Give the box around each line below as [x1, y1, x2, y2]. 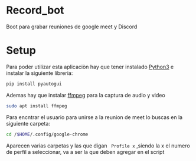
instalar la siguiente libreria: [6, 69, 73, 77]
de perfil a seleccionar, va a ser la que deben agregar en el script [6, 148, 165, 155]
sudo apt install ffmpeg [6, 103, 67, 109]
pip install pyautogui [6, 81, 62, 87]
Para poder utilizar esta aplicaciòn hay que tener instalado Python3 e [6, 63, 174, 70]
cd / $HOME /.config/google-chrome [6, 131, 89, 137]
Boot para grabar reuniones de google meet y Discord [6, 23, 138, 30]
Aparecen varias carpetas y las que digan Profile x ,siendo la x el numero [6, 142, 190, 149]
